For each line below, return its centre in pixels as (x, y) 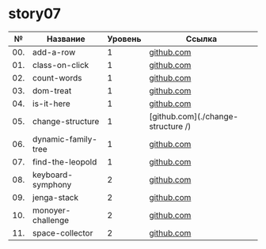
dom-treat (52, 90)
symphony (52, 184)
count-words (57, 77)
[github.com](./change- (194, 116)
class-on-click (61, 65)
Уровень (124, 39)
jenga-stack (56, 197)
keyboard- (53, 175)
